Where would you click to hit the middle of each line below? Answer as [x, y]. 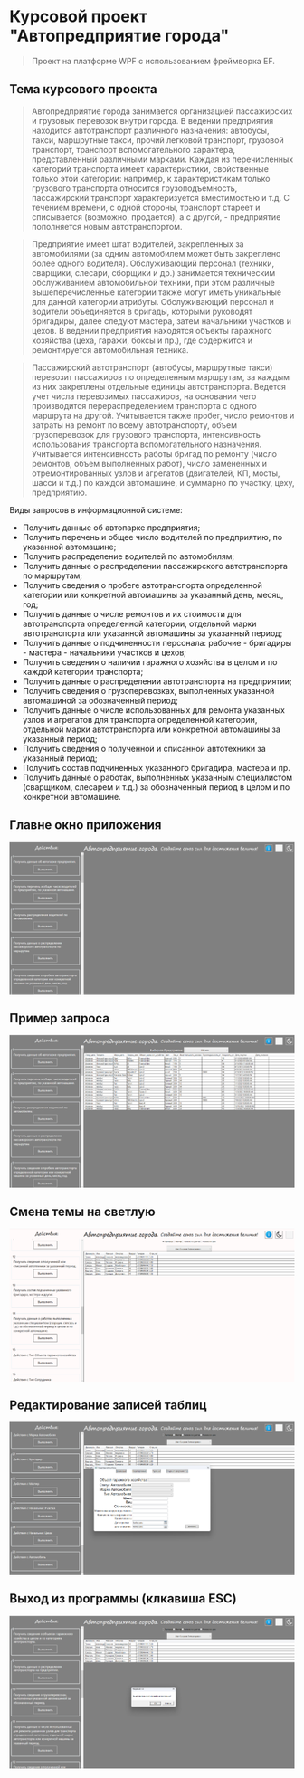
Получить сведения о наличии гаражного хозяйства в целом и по [150, 661]
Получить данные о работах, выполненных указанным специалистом [157, 777]
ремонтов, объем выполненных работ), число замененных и [149, 463]
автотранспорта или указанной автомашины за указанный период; [152, 633]
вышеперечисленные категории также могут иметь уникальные [157, 292]
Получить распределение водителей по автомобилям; [128, 556]
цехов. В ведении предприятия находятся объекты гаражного [152, 330]
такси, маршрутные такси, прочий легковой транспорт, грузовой [157, 140]
